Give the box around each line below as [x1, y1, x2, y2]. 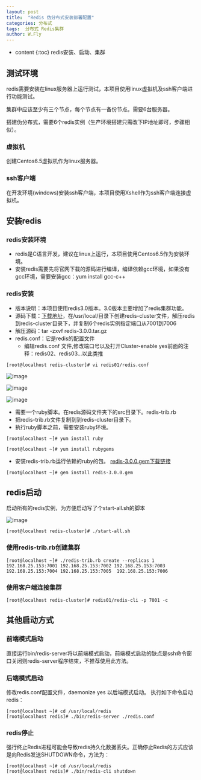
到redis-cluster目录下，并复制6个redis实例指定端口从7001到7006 [14, 320, 177, 327]
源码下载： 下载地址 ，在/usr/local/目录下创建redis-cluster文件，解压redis [14, 312, 196, 319]
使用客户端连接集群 [6, 583, 62, 591]
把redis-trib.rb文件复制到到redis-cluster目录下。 [14, 416, 135, 423]
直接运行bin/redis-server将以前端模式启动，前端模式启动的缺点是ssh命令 [6, 649, 187, 657]
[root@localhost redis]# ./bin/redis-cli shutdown [6, 769, 136, 775]
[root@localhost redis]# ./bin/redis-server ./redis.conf [6, 714, 155, 720]
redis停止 [6, 729, 34, 737]
